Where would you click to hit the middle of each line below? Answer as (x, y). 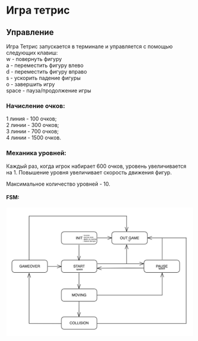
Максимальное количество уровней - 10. (58, 184)
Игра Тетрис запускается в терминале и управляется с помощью (90, 46)
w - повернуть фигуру (34, 59)
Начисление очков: (36, 106)
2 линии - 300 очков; (33, 125)
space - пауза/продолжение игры (49, 90)
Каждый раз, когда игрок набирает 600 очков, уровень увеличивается (96, 166)
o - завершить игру (31, 84)
